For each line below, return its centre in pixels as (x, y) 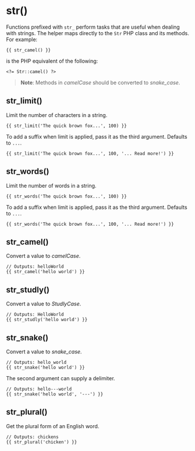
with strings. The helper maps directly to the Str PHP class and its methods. (97, 33)
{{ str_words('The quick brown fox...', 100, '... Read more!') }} (90, 224)
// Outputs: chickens (32, 437)
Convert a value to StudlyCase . (44, 304)
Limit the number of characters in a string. (57, 115)
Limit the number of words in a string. (51, 185)
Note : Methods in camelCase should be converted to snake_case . (100, 82)
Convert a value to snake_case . (44, 352)
